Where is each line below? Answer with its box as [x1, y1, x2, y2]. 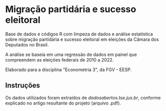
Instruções [5, 81, 40, 90]
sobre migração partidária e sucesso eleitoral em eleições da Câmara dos [5, 36, 159, 42]
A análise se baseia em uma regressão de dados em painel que [5, 51, 137, 58]
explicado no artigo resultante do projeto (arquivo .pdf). [5, 100, 121, 106]
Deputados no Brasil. [5, 41, 49, 47]
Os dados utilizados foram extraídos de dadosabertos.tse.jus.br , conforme [5, 94, 161, 100]
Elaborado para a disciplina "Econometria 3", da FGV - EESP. [5, 67, 132, 73]
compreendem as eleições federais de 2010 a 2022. [5, 57, 114, 63]
